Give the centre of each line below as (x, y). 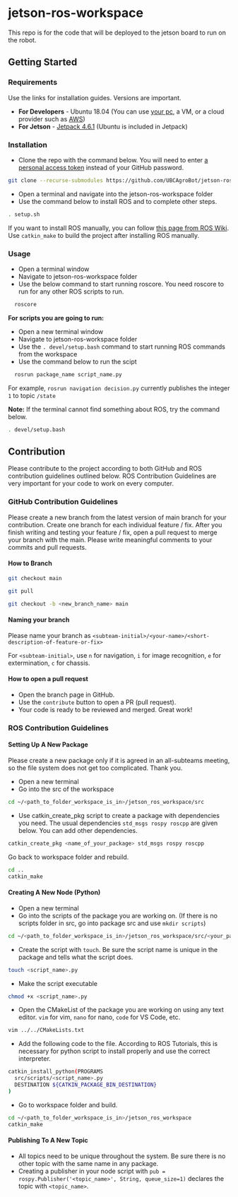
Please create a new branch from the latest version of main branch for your (117, 517)
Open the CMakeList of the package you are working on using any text (121, 1010)
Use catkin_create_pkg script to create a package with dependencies (119, 815)
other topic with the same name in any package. (88, 1163)
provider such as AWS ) (52, 119)
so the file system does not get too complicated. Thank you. (95, 768)
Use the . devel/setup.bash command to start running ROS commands (121, 347)
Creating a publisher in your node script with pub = (92, 1171)
